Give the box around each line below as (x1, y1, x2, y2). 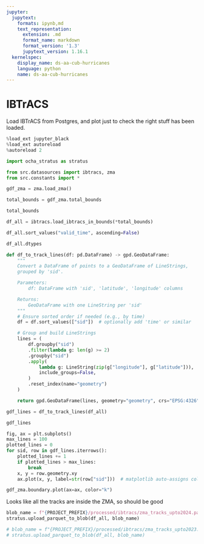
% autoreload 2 (6, 147, 42, 153)
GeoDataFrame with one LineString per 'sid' (28, 302, 143, 308)
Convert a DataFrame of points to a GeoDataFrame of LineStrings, (17, 263, 189, 269)
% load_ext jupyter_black (6, 136, 69, 142)
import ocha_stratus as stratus (6, 158, 88, 164)
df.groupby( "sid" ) (28, 342, 75, 348)
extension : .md (22, 32, 61, 38)
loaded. (6, 124, 25, 132)
